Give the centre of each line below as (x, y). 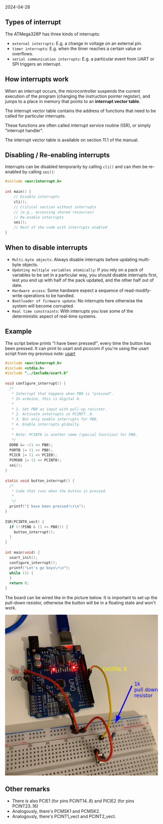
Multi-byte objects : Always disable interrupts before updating (75, 259)
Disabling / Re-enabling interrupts (57, 155)
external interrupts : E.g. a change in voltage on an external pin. (77, 43)
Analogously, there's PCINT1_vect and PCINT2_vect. (64, 816)
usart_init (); (24, 557)
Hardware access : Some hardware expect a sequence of (68, 290)
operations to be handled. (49, 295)
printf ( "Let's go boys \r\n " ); (40, 568)
